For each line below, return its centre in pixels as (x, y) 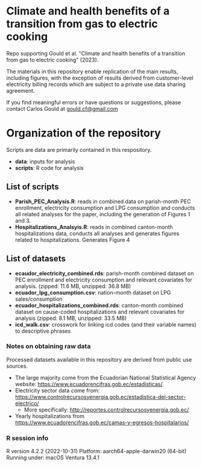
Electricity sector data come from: (57, 390)
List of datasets (36, 259)
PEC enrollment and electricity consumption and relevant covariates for (104, 280)
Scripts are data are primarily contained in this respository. (79, 149)
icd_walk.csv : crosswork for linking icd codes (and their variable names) (106, 324)
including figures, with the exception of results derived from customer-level (100, 78)
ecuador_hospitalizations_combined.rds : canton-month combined (99, 305)
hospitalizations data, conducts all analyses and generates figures (97, 233)
